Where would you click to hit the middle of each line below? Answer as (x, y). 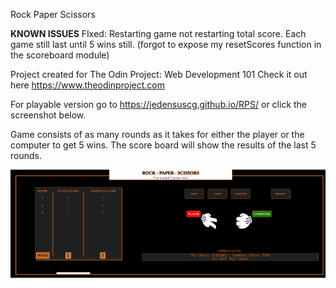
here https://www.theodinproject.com (87, 85)
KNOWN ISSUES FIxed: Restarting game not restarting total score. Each (158, 33)
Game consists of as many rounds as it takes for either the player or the (157, 134)
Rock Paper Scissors (53, 14)
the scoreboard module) (60, 55)
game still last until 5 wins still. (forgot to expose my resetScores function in (166, 44)
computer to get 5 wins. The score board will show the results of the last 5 (163, 145)
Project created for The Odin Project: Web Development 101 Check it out (159, 74)
